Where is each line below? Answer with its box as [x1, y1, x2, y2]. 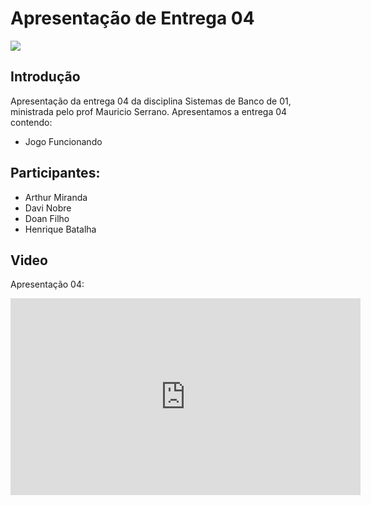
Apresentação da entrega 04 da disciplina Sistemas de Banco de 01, [10, 95, 292, 107]
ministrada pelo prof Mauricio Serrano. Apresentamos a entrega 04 [10, 105, 288, 117]
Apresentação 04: [10, 278, 85, 291]
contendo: [10, 116, 53, 128]
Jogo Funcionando [24, 135, 103, 147]
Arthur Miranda [24, 191, 88, 203]
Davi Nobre [24, 202, 72, 214]
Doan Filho [24, 212, 70, 224]
